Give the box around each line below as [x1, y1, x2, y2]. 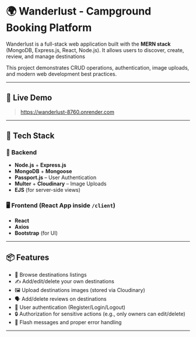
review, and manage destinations [6, 53, 86, 60]
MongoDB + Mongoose [14, 168, 72, 175]
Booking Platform [6, 21, 92, 35]
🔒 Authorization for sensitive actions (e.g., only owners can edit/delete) [14, 310, 185, 317]
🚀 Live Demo [6, 93, 52, 103]
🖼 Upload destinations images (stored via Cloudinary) [14, 286, 145, 293]
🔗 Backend [6, 149, 37, 157]
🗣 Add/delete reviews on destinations [14, 295, 107, 302]
